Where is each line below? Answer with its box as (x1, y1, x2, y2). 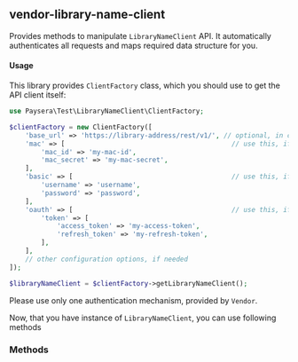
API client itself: (9, 90, 67, 100)
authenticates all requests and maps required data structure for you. (9, 40, 259, 51)
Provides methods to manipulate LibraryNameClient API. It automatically (9, 30, 272, 41)
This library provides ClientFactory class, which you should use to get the (9, 80, 281, 91)
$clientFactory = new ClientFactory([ (9, 122, 153, 131)
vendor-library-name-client (9, 7, 166, 22)
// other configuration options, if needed (25, 255, 189, 264)
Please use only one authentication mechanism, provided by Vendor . (9, 295, 258, 305)
